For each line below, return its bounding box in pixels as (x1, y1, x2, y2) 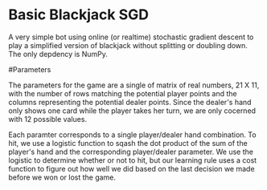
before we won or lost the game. (8, 172, 117, 182)
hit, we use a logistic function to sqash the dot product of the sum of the (8, 138, 248, 148)
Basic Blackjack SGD (8, 6, 150, 24)
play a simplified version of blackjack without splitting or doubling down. (8, 40, 248, 50)
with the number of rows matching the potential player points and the (8, 88, 237, 98)
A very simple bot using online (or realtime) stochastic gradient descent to (8, 32, 254, 42)
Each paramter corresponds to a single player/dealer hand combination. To (8, 130, 257, 139)
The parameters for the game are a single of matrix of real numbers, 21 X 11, (8, 80, 260, 90)
